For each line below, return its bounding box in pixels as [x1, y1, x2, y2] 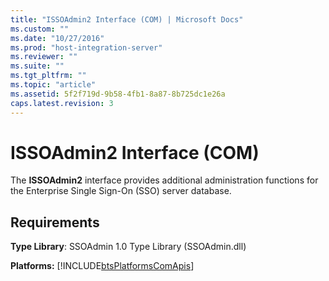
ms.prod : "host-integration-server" [10, 42, 163, 53]
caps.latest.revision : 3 [10, 98, 114, 108]
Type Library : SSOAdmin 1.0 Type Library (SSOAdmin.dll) [10, 241, 247, 253]
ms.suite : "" [10, 61, 65, 71]
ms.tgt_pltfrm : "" [10, 71, 87, 81]
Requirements [10, 214, 100, 231]
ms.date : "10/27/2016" [10, 33, 105, 43]
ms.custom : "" [10, 24, 70, 34]
